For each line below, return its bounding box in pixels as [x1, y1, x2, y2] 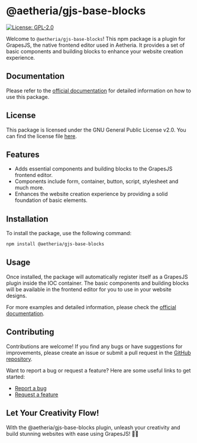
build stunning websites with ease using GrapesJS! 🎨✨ [6, 430, 139, 437]
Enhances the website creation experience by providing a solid [14, 191, 168, 198]
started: [6, 373, 25, 380]
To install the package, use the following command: [6, 230, 132, 237]
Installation [6, 214, 49, 224]
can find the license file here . [6, 132, 77, 140]
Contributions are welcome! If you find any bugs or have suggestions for [6, 342, 183, 350]
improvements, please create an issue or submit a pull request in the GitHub [6, 349, 191, 356]
